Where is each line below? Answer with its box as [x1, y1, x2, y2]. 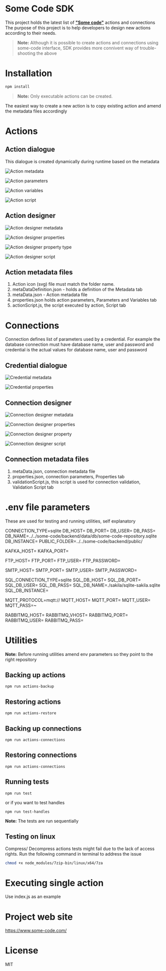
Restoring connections [5, 751, 77, 759]
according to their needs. [5, 30, 57, 36]
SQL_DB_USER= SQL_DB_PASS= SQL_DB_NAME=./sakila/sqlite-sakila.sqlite [5, 582, 161, 588]
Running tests [5, 777, 50, 786]
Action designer [5, 212, 56, 220]
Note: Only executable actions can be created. [17, 93, 113, 99]
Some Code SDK [5, 3, 74, 14]
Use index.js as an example [5, 894, 61, 900]
